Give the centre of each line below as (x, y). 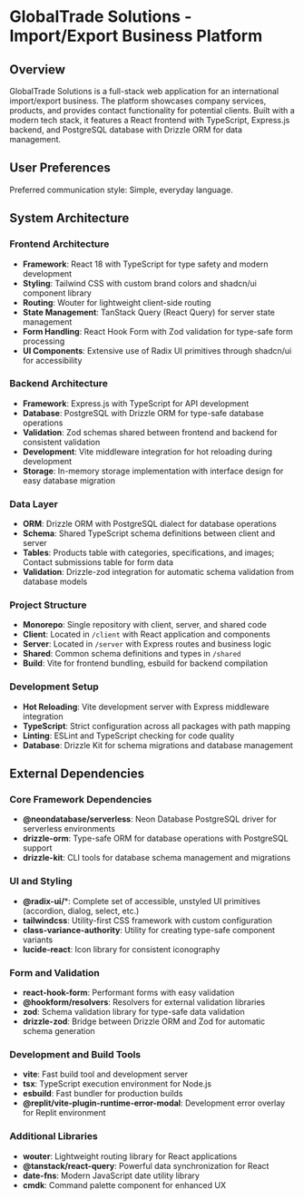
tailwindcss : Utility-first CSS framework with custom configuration (147, 920)
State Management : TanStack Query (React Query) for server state (148, 312)
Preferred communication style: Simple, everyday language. (121, 190)
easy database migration (69, 480)
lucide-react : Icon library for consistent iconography (121, 949)
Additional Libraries (54, 1136)
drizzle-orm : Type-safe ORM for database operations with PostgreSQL (155, 838)
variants (38, 940)
